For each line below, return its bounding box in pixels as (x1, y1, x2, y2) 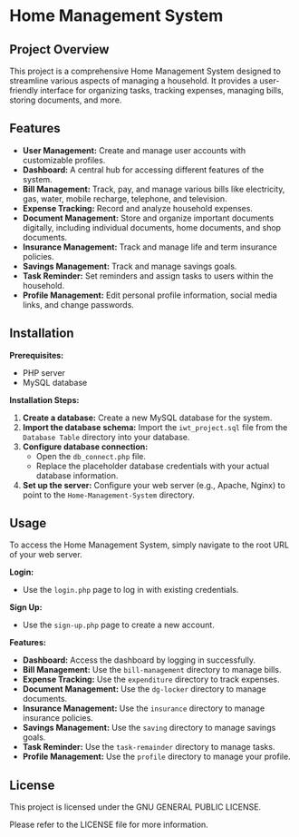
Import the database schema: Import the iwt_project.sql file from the (22, 421, 288, 432)
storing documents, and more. (9, 94, 122, 105)
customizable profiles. (22, 154, 106, 165)
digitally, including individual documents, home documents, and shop (22, 222, 282, 232)
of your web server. (9, 549, 83, 560)
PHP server (22, 367, 66, 378)
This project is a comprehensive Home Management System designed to (9, 65, 281, 76)
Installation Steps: (9, 394, 80, 405)
